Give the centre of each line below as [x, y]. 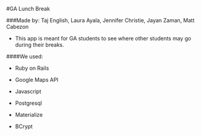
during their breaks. [40, 45]
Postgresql [28, 103]
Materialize [29, 115]
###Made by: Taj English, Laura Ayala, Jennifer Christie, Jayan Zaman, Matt [101, 20]
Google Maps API [37, 80]
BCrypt [24, 126]
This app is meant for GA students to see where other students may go [103, 38]
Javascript [28, 91]
